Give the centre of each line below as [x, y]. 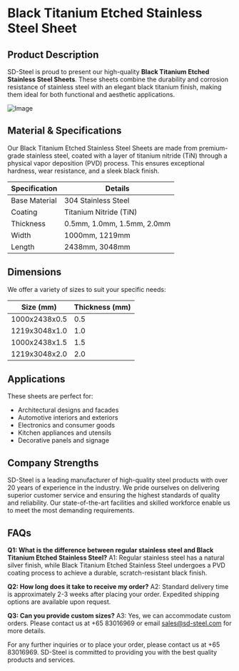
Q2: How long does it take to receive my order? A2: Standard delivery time [118, 587]
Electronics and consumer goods [66, 425]
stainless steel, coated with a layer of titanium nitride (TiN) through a [127, 156]
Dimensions [35, 272]
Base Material [34, 200]
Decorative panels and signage [63, 440]
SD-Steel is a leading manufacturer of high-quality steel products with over [118, 480]
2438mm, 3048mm [97, 246]
